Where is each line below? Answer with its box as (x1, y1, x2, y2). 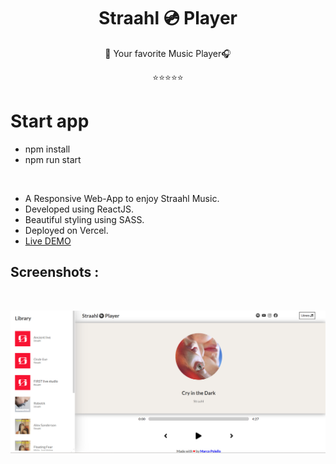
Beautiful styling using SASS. (24, 213, 145, 225)
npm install (24, 143, 71, 155)
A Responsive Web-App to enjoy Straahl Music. (24, 192, 220, 204)
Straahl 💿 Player (98, 7, 238, 30)
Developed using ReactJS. (24, 203, 134, 215)
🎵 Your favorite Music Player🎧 (104, 47, 232, 59)
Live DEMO (24, 235, 72, 247)
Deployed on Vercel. (24, 224, 109, 236)
